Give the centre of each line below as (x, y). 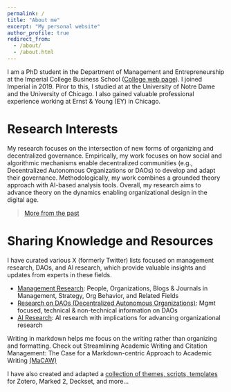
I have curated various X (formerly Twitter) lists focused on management (111, 260)
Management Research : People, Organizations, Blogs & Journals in (112, 288)
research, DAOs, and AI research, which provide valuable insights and (107, 268)
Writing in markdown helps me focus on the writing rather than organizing (112, 338)
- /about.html (34, 53)
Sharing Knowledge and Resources (110, 241)
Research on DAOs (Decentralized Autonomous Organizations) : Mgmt (116, 303)
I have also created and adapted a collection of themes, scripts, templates (112, 373)
